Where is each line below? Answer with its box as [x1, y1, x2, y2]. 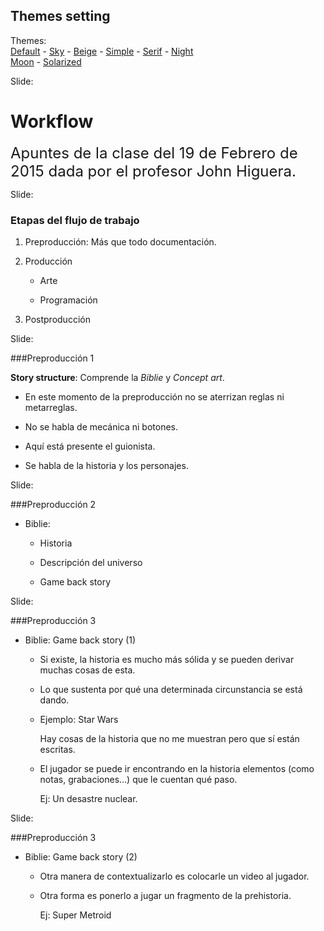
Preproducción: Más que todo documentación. [24, 236, 217, 248]
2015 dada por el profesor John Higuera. [10, 161, 297, 181]
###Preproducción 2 [10, 499, 97, 511]
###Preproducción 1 [10, 352, 95, 364]
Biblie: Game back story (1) [24, 634, 137, 646]
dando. [39, 694, 70, 706]
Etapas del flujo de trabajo [10, 213, 140, 227]
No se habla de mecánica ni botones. [24, 421, 179, 433]
